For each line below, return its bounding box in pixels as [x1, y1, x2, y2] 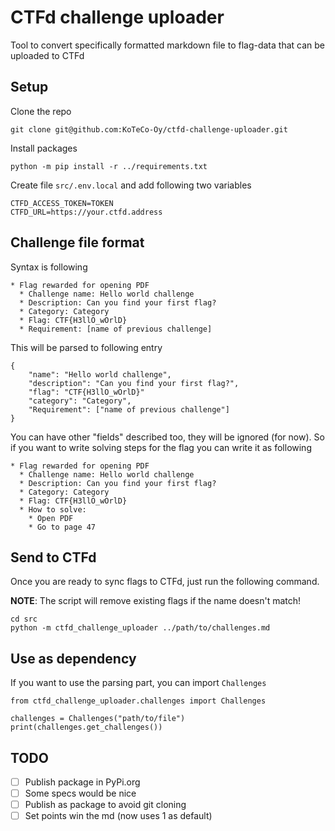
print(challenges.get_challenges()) [10, 722, 163, 733]
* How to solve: [19, 504, 87, 515]
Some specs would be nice [24, 787, 137, 800]
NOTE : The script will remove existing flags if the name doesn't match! [10, 595, 302, 607]
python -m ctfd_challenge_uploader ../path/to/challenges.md [10, 623, 271, 633]
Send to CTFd [10, 549, 97, 566]
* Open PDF [28, 513, 74, 523]
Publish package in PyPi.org [24, 776, 141, 788]
